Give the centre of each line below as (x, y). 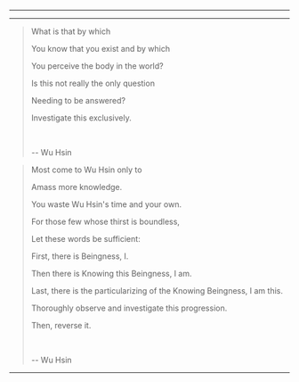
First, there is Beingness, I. (80, 256)
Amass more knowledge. (77, 187)
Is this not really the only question (93, 83)
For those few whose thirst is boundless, (105, 221)
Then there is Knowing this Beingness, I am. (112, 274)
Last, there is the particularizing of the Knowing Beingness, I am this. (157, 291)
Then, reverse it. (61, 325)
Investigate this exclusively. (81, 118)
